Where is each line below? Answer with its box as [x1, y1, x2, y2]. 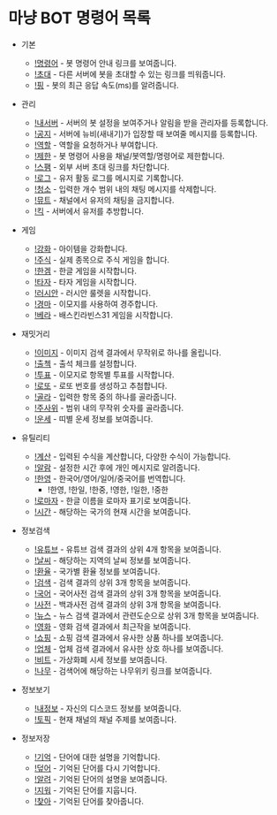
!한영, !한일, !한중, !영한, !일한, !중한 [47, 484, 168, 495]
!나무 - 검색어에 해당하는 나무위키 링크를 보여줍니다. [34, 665, 213, 676]
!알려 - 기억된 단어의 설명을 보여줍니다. [34, 773, 168, 784]
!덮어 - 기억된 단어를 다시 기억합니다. [34, 762, 161, 773]
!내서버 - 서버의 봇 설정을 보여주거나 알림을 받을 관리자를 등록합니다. [34, 117, 269, 128]
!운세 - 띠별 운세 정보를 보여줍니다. [34, 413, 153, 424]
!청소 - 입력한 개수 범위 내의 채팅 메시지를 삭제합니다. [34, 183, 217, 194]
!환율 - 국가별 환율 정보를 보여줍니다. [34, 566, 161, 576]
